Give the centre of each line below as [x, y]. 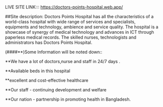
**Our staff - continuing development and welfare [56, 90]
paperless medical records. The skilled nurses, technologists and [71, 37]
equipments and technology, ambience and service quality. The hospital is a [82, 27]
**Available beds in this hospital [38, 71]
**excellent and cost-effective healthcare [47, 80]
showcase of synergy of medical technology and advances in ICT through [80, 32]
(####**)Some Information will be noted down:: [54, 52]
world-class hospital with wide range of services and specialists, [70, 22]
